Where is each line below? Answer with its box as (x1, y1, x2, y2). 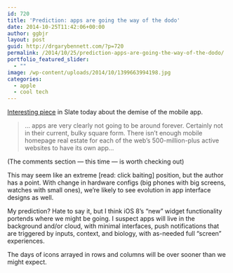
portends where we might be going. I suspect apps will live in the (7, 215, 195, 223)
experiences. (7, 237, 46, 246)
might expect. (7, 258, 47, 267)
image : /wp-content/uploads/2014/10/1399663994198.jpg (7, 69, 171, 76)
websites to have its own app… (24, 144, 114, 152)
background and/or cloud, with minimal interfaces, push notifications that (7, 222, 220, 230)
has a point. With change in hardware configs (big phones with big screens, (7, 178, 226, 187)
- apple (13, 82, 36, 89)
